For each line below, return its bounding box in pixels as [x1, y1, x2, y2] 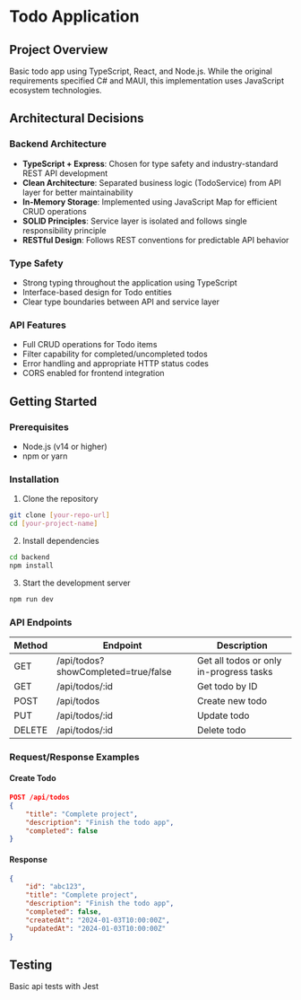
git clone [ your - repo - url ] [9, 511, 110, 520]
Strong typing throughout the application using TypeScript [21, 276, 237, 288]
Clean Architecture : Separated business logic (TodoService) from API [21, 177, 282, 188]
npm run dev [9, 594, 54, 603]
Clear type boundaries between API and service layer [21, 296, 220, 307]
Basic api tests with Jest [9, 981, 99, 992]
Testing [9, 957, 53, 972]
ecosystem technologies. [9, 85, 102, 95]
